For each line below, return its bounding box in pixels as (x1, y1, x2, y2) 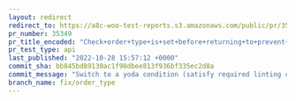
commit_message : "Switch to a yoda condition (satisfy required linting (8, 70, 282, 79)
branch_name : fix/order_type (8, 78, 116, 87)
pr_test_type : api (8, 46, 76, 54)
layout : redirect (8, 12, 72, 22)
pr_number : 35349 (8, 29, 72, 38)
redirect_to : (8, 21, 57, 30)
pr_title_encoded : (8, 37, 76, 47)
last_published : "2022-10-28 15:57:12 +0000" (8, 54, 178, 62)
